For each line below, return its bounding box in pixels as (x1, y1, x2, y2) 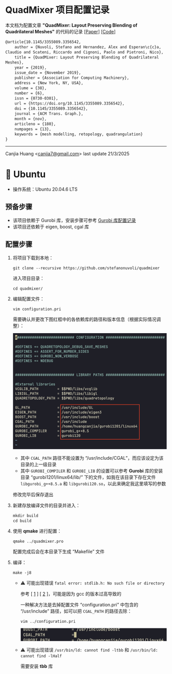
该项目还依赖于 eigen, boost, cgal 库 (12, 223, 90, 230)
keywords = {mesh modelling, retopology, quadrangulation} (14, 131, 143, 137)
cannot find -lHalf (20, 653, 62, 659)
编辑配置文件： (12, 295, 45, 302)
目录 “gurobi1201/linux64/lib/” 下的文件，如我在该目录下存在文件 (20, 474, 156, 480)
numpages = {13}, (14, 126, 52, 132)
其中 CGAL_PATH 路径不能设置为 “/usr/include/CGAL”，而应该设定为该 (20, 455, 164, 461)
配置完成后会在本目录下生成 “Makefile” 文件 (12, 548, 105, 555)
